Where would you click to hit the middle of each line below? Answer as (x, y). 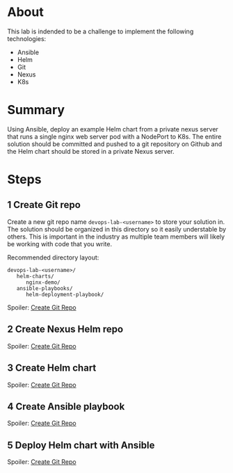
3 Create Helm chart (52, 368)
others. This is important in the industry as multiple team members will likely (116, 236)
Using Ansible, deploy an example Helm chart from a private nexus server (113, 129)
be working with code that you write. (60, 243)
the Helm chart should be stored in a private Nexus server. (91, 151)
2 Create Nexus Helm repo (65, 329)
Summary (36, 110)
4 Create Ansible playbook (66, 407)
